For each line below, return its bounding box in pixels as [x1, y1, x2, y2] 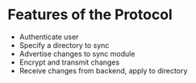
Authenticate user [19, 32, 79, 41]
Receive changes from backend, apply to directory [19, 65, 188, 75]
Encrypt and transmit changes [19, 57, 120, 67]
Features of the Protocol [7, 6, 173, 24]
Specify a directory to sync [19, 40, 110, 49]
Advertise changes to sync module [19, 49, 136, 58]
